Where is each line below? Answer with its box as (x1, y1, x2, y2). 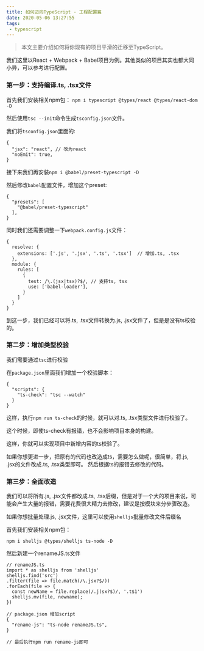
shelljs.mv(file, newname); (12, 594, 83, 600)
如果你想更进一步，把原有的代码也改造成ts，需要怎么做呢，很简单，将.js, (6, 453, 189, 460)
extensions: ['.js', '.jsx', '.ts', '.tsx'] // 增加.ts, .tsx (17, 250, 180, 257)
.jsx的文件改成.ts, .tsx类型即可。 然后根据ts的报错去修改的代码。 (6, 460, 167, 468)
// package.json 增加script (6, 611, 76, 617)
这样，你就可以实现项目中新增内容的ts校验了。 (6, 440, 123, 447)
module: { (12, 261, 37, 267)
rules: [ (17, 267, 40, 273)
